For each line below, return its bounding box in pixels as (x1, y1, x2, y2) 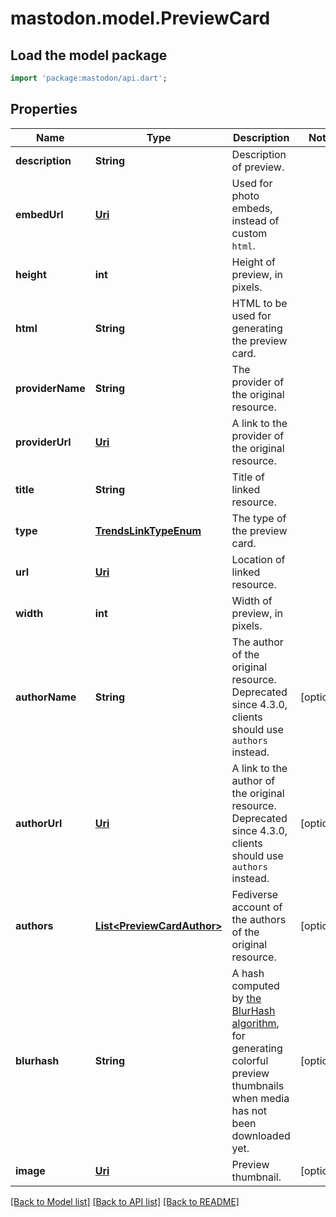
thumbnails (231, 1078, 285, 1092)
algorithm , (231, 1016, 280, 1030)
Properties (10, 101, 78, 118)
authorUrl (15, 816, 63, 830)
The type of (231, 511, 287, 525)
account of (231, 900, 283, 914)
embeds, (231, 201, 273, 215)
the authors (231, 912, 287, 926)
